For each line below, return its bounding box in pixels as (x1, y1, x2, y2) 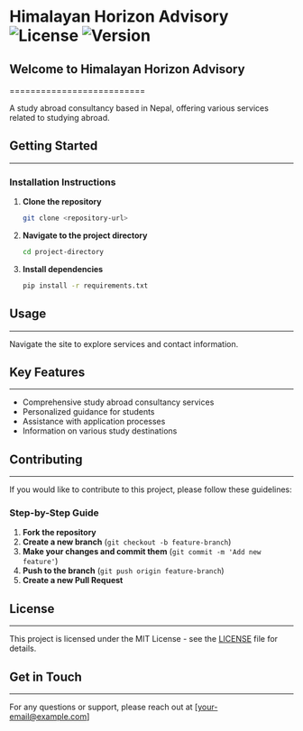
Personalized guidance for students (22, 407, 155, 417)
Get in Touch (9, 669, 83, 684)
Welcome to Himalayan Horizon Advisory (9, 61, 245, 77)
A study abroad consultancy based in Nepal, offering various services (9, 103, 269, 114)
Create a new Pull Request (22, 575, 124, 586)
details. (9, 643, 37, 654)
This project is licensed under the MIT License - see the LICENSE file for (9, 634, 278, 644)
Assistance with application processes (22, 416, 166, 427)
